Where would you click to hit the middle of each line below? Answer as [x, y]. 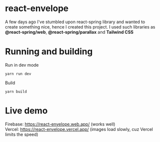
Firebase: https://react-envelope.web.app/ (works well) [60, 124]
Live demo [26, 111]
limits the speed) [22, 134]
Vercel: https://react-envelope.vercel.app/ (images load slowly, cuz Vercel [79, 129]
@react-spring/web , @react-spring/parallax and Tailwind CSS [69, 32]
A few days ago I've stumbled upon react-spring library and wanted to [75, 22]
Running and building [49, 52]
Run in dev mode [22, 65]
